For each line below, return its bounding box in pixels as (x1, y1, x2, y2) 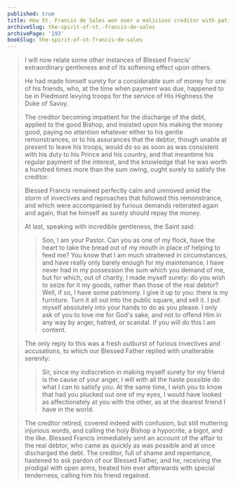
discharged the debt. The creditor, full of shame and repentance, (24, 449, 212, 457)
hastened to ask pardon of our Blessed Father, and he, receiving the (24, 456, 221, 465)
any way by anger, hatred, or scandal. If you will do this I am (41, 318, 216, 327)
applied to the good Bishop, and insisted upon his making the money (24, 120, 223, 129)
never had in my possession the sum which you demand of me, (41, 266, 225, 274)
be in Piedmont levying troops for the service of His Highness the (24, 92, 214, 101)
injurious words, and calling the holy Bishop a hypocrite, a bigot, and (24, 426, 223, 435)
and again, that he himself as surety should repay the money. (24, 209, 202, 217)
